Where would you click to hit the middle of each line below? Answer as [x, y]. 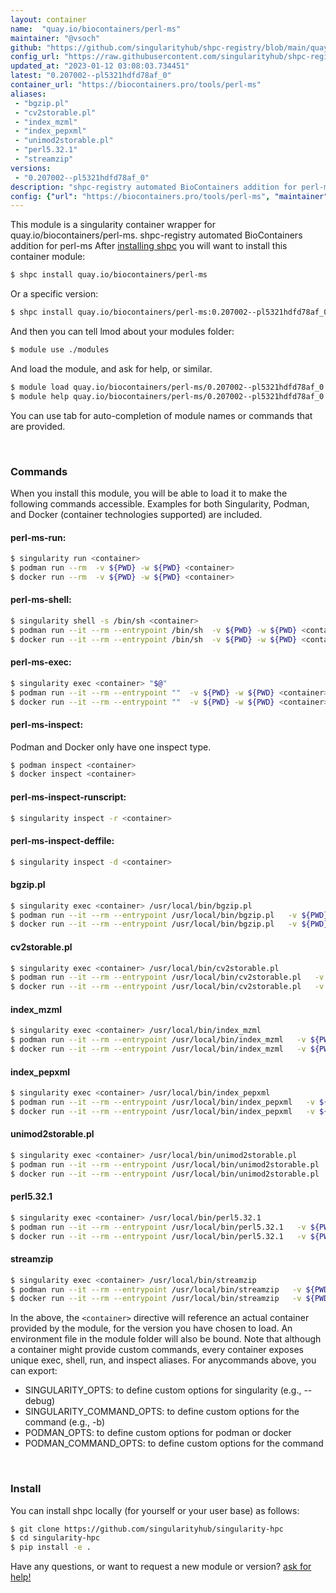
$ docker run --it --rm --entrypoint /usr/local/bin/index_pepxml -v [162, 1111]
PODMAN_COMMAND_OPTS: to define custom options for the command [174, 1443]
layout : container [48, 19]
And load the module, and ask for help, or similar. [111, 368]
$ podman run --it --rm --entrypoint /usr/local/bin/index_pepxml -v [162, 1102]
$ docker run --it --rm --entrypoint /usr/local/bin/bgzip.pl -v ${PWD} [169, 924]
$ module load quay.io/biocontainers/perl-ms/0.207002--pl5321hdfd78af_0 [167, 387]
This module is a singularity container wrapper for [113, 225]
